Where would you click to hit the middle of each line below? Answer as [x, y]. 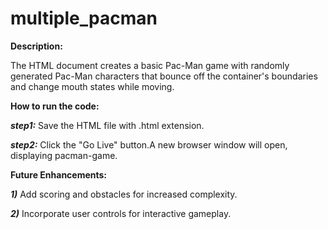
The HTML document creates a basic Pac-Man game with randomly [150, 65]
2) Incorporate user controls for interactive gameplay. [121, 213]
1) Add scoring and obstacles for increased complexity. [124, 194]
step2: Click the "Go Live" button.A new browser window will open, [149, 144]
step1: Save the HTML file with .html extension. [107, 125]
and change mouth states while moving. [92, 86]
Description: [36, 46]
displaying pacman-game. [64, 155]
